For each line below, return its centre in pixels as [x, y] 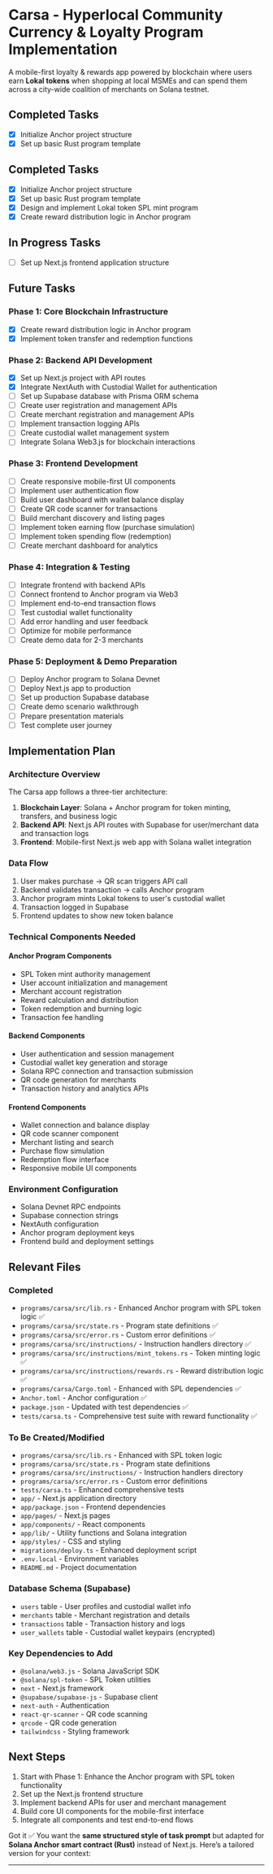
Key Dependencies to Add [61, 1653]
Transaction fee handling [62, 1017]
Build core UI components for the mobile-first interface [112, 1811]
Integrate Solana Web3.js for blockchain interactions [108, 442]
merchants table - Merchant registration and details [105, 1615]
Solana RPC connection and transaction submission [106, 1071]
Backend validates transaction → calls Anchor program [112, 889]
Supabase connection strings [69, 1216]
